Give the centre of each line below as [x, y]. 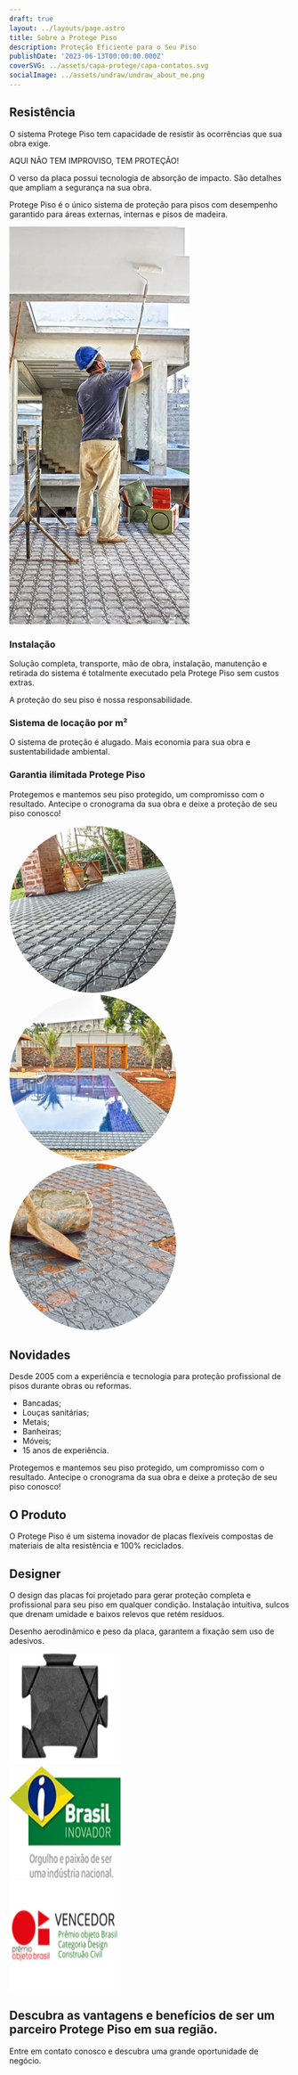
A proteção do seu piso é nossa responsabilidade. [101, 699]
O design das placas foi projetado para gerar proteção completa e [130, 1596]
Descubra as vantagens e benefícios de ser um [142, 2016]
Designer [35, 1574]
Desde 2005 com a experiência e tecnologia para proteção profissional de [145, 1377]
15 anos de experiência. [65, 1450]
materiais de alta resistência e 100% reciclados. [97, 1546]
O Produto [38, 1515]
